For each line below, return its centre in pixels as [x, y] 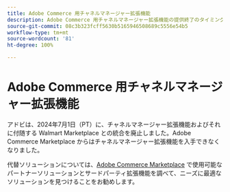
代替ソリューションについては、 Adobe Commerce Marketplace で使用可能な [115, 164]
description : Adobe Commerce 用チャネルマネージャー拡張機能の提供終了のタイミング [116, 20]
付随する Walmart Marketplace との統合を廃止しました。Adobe [102, 133]
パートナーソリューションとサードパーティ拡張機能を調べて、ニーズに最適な [114, 173]
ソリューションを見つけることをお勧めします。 [73, 181]
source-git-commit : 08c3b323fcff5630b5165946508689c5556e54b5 [98, 26]
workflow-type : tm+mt [38, 32]
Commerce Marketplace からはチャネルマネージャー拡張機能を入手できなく [114, 141]
